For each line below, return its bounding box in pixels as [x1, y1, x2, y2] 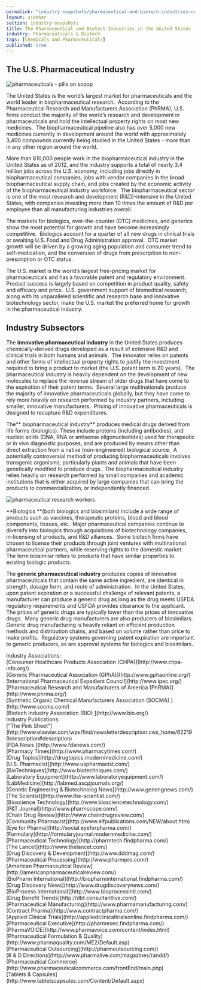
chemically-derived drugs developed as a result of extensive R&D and [6, 345, 178, 352]
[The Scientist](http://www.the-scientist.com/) [6, 792, 121, 799]
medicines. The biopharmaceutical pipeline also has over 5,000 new [6, 124, 176, 131]
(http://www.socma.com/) [6, 703, 70, 710]
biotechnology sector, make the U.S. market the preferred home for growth [6, 299, 191, 306]
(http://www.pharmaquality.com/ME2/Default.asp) [6, 938, 130, 946]
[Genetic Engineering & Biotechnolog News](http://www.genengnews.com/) [6, 785, 193, 793]
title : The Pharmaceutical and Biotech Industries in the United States [6, 25, 191, 32]
